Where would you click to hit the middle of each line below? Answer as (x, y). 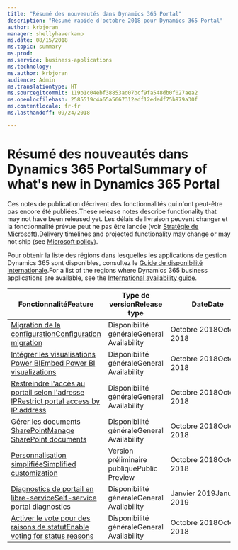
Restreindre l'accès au (48, 383)
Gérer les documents (46, 421)
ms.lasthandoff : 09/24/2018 (49, 113)
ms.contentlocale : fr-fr (44, 106)
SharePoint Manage (43, 430)
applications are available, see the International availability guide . (102, 278)
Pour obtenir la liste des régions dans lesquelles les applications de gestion (117, 255)
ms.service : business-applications (60, 60)
